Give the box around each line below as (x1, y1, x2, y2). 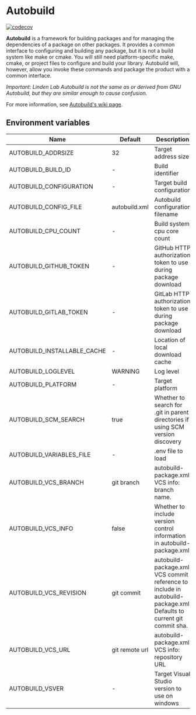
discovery (154, 437, 182, 445)
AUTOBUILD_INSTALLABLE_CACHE (9, 347, 106, 355)
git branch (111, 478, 140, 486)
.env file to (154, 447, 183, 455)
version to (154, 684, 182, 692)
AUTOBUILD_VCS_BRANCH (9, 478, 85, 486)
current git (154, 614, 183, 622)
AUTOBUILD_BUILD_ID (9, 165, 71, 174)
